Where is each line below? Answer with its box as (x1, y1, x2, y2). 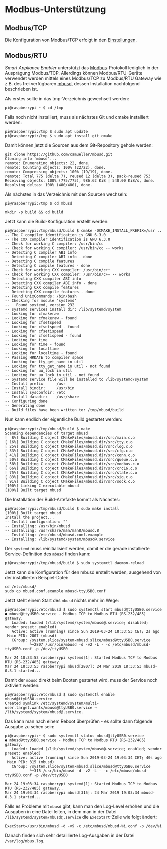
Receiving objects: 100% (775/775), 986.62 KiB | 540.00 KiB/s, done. (5, 178, 155, 183)
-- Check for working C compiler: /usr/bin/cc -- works (5, 245, 124, 251)
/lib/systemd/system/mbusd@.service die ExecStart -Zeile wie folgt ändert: (5, 814, 157, 820)
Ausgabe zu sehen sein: (5, 723, 55, 729)
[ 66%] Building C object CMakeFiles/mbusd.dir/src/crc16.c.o (5, 466, 137, 471)
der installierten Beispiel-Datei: (5, 574, 69, 580)
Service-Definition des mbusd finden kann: (5, 551, 91, 557)
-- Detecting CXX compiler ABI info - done (5, 280, 97, 286)
